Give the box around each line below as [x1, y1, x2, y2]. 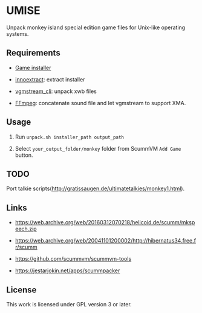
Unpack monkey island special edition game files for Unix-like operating [6, 24, 186, 31]
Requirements [6, 48, 60, 58]
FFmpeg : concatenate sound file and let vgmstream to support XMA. [15, 99, 186, 106]
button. [15, 151, 33, 159]
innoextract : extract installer [15, 75, 85, 83]
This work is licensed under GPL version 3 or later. [6, 301, 132, 308]
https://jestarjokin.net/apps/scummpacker [15, 267, 120, 274]
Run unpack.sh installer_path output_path [15, 133, 125, 140]
